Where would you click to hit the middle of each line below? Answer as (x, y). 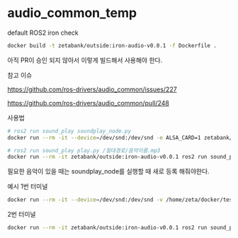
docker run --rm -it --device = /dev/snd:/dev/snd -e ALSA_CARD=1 (104, 137)
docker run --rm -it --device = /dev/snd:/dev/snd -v (85, 200)
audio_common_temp (72, 13)
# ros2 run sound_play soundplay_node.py (69, 131)
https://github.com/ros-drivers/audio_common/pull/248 (89, 103)
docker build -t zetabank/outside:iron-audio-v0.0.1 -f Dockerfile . (112, 45)
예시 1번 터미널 (28, 186)
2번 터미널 (22, 215)
